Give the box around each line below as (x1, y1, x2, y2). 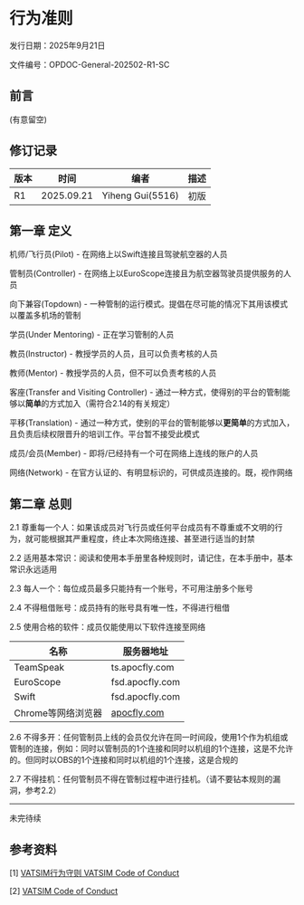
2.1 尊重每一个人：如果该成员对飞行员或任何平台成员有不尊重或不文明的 (9, 522, 275, 533)
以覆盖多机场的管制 (9, 310, 81, 321)
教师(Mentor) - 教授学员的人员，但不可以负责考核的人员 (9, 367, 217, 378)
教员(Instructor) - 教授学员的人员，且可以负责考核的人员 (9, 348, 219, 359)
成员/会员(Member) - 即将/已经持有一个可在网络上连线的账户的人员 (9, 448, 259, 459)
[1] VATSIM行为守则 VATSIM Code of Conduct (9, 868, 180, 878)
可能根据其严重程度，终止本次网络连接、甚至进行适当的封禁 (33, 533, 255, 544)
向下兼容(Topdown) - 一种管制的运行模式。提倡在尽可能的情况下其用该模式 (9, 299, 288, 310)
